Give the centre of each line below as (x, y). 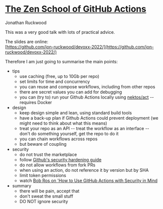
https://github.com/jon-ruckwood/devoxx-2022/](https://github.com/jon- (80, 47)
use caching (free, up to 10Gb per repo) (59, 76)
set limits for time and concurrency (55, 81)
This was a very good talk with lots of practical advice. (60, 32)
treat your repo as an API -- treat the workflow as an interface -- (84, 128)
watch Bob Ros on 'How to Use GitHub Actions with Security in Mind (88, 181)
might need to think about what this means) (63, 123)
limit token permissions (43, 175)
